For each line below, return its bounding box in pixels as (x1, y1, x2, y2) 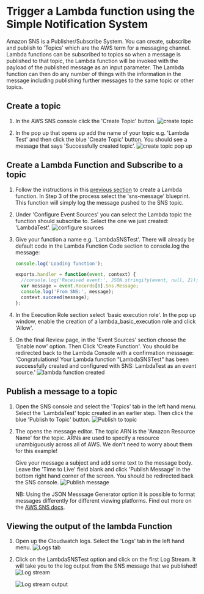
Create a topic (6, 101, 61, 112)
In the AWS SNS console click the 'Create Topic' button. (15, 117, 156, 124)
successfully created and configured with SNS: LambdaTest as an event (15, 362, 197, 369)
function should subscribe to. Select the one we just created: (15, 217, 169, 224)
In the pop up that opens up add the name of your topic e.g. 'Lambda (15, 129, 189, 136)
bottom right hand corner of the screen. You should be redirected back (15, 472, 194, 479)
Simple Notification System (6, 17, 148, 31)
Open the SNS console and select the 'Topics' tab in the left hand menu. (15, 403, 197, 410)
